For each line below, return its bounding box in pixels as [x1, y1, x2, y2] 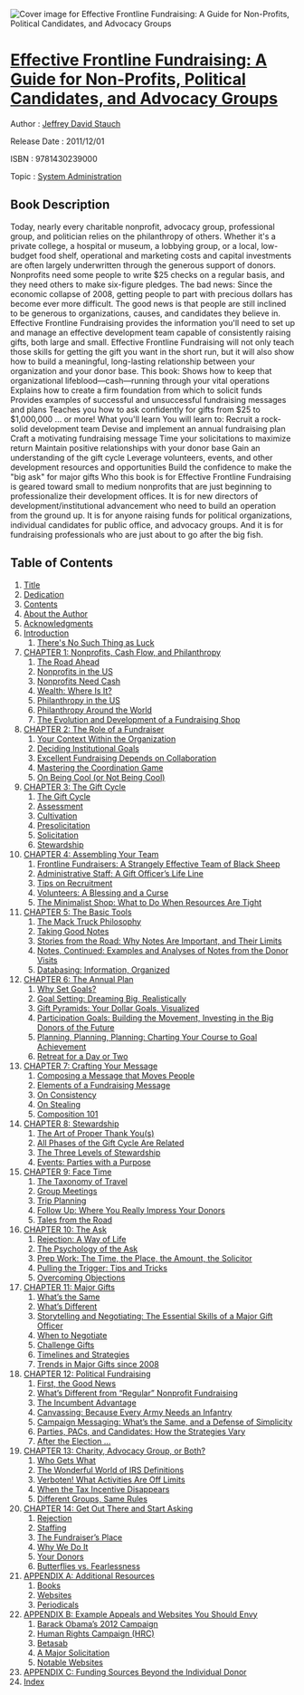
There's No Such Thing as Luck [36, 637, 155, 647]
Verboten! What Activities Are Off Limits [36, 1474, 185, 1485]
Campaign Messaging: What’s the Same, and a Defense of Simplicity [36, 1416, 293, 1427]
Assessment [36, 800, 84, 811]
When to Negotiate [36, 1329, 108, 1340]
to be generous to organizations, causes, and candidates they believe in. [10, 308, 281, 319]
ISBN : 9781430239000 [10, 153, 98, 164]
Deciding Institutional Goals [36, 742, 139, 753]
